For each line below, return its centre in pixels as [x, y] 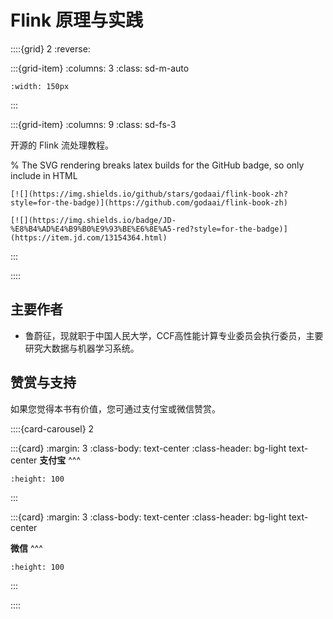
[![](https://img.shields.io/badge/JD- [93, 220]
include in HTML [44, 175]
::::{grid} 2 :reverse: [50, 48]
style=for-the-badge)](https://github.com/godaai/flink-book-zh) [149, 202]
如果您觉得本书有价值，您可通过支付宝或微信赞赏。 [115, 408]
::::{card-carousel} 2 [52, 428]
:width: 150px [40, 86]
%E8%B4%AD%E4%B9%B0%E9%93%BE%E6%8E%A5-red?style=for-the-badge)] [149, 229]
